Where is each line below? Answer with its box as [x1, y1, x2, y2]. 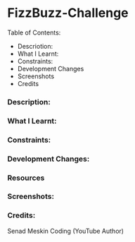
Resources [7, 173, 45, 183]
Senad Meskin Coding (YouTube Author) [7, 226, 124, 235]
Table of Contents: [7, 28, 61, 37]
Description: [7, 97, 51, 107]
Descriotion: [17, 42, 53, 50]
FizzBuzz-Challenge [7, 5, 129, 21]
